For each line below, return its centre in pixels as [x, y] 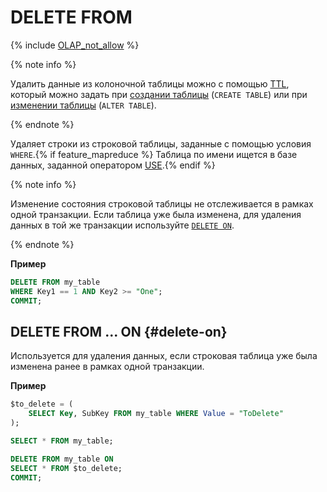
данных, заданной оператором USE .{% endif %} [113, 165]
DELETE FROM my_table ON [62, 459]
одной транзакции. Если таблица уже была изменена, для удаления [156, 214]
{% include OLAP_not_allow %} [75, 45]
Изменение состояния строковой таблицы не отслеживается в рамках [162, 203]
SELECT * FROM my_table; [62, 441]
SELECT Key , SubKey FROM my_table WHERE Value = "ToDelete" [156, 414]
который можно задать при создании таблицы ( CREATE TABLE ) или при [159, 94]
